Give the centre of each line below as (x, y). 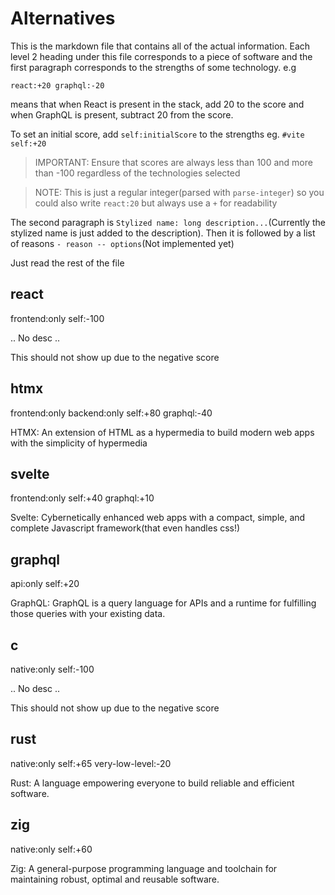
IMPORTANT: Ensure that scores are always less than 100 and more (173, 162)
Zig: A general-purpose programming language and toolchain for (144, 868)
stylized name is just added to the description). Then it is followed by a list (163, 233)
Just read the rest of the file (67, 263)
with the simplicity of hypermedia (79, 443)
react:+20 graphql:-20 (57, 85)
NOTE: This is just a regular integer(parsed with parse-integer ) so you (179, 192)
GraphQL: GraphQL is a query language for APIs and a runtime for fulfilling (163, 603)
